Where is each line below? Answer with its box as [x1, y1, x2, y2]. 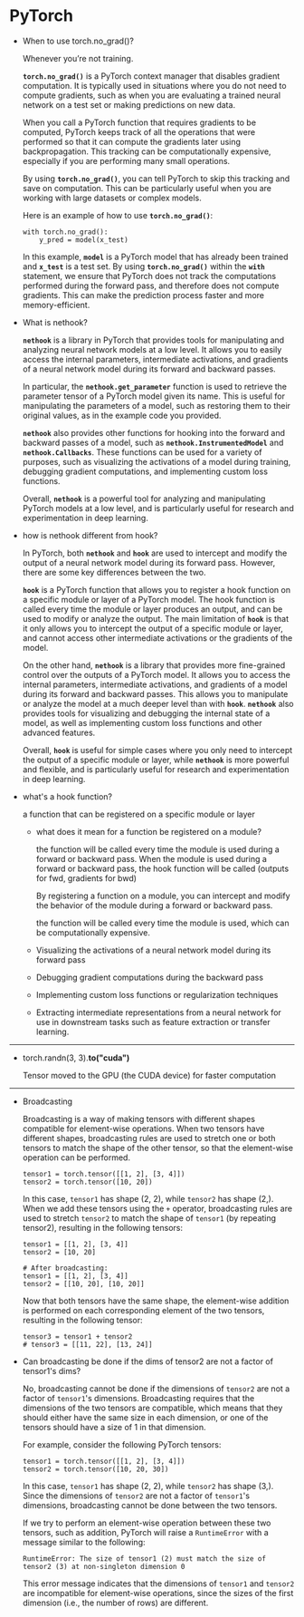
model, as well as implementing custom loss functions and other [22, 717, 262, 728]
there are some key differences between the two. [22, 566, 206, 577]
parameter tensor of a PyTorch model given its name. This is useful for [22, 391, 286, 402]
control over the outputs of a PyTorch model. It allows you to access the [22, 669, 291, 680]
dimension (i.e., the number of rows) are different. [22, 1597, 209, 1608]
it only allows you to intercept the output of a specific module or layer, [22, 623, 283, 634]
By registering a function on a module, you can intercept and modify [35, 890, 291, 901]
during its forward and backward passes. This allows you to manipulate [22, 688, 289, 699]
